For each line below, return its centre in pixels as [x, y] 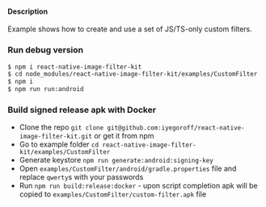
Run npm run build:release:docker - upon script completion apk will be [138, 186]
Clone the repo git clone [61, 127]
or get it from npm [124, 136]
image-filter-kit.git [55, 137]
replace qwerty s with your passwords [81, 177]
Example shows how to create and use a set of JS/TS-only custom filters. [130, 29]
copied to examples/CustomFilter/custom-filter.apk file [113, 194]
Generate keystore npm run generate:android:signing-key [116, 160]
